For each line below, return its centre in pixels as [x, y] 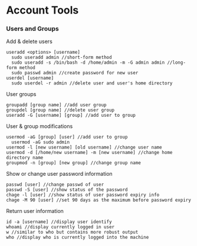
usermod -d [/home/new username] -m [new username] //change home [89, 153]
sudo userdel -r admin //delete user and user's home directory [92, 83]
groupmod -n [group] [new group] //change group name [74, 163]
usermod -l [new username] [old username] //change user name [84, 147]
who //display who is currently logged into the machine [78, 237]
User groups [21, 94]
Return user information [35, 211]
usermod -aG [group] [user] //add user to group [67, 137]
